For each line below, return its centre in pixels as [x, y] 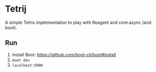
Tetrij [16, 9]
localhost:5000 [27, 65]
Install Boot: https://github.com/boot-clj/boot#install [64, 54]
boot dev [21, 60]
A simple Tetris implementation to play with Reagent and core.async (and [78, 22]
